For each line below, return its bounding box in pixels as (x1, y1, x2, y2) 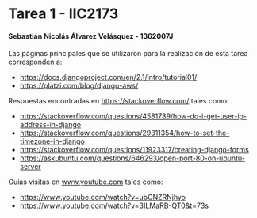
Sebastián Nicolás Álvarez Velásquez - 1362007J (8, 31, 174, 40)
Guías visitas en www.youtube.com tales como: (8, 177, 163, 186)
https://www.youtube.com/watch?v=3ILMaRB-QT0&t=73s (19, 201, 209, 210)
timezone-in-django (19, 137, 85, 146)
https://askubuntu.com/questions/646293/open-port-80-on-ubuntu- (19, 153, 246, 163)
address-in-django (19, 120, 82, 130)
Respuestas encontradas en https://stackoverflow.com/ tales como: (8, 96, 229, 106)
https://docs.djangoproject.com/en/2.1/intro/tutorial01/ (19, 73, 198, 82)
